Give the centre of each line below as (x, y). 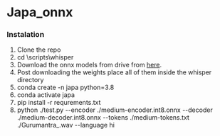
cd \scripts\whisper (45, 57)
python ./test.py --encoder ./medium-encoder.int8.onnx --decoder (115, 110)
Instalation (26, 35)
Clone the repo (39, 50)
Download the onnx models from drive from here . (89, 65)
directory (30, 80)
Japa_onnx (40, 12)
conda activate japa (46, 95)
